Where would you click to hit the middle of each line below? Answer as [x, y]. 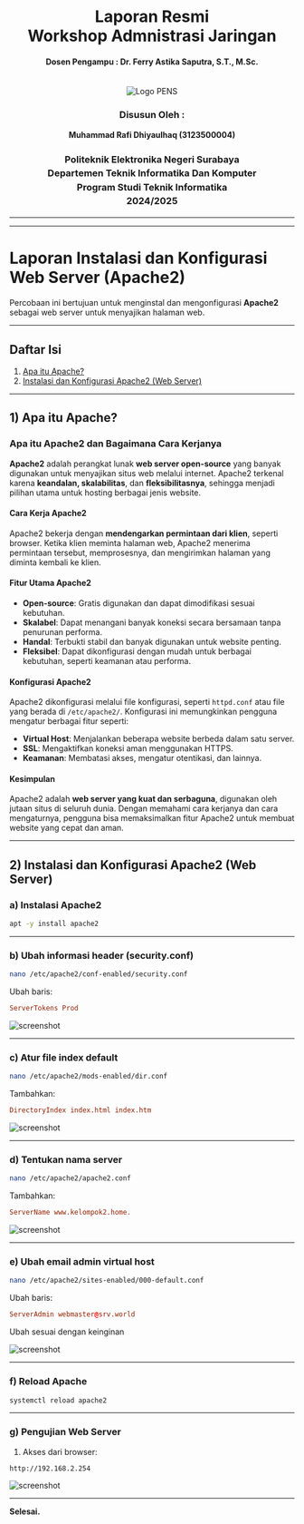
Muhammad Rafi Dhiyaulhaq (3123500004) [152, 134]
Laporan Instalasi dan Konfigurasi [138, 258]
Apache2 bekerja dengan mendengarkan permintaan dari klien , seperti [144, 533]
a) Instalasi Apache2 [56, 904]
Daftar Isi [35, 350]
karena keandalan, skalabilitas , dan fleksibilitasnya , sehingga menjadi [142, 483]
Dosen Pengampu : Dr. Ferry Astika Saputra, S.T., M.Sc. [152, 62]
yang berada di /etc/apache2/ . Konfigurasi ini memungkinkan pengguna [143, 712]
